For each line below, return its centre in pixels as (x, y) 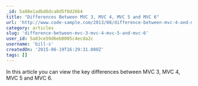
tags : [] (17, 55)
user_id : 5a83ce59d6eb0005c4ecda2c (50, 39)
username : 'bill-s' (30, 44)
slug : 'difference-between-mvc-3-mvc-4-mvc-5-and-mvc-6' (77, 33)
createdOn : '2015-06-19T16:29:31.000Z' (55, 50)
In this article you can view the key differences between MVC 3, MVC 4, (93, 71)
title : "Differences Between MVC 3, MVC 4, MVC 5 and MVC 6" (83, 17)
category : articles (30, 28)
